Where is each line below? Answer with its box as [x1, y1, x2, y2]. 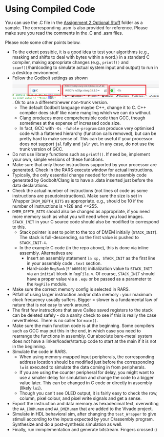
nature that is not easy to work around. [12, 302, 90, 308]
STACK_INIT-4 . [19, 240, 47, 245]
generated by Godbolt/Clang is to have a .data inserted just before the [12, 177, 153, 183]
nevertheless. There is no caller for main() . [12, 318, 98, 324]
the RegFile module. [26, 281, 67, 287]
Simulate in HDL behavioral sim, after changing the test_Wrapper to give [12, 411, 157, 417]
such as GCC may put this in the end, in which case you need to [12, 328, 141, 334]
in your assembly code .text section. [26, 261, 102, 266]
